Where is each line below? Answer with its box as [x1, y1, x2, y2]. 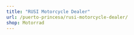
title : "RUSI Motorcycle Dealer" [6, 8, 91, 15]
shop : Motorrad [6, 20, 45, 26]
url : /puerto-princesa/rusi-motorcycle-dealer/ [6, 14, 129, 20]
